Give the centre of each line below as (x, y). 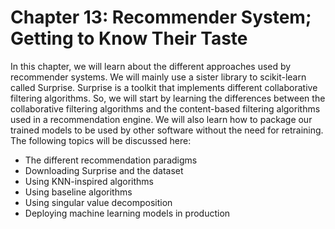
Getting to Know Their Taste (129, 38)
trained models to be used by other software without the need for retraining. (167, 130)
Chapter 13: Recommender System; (161, 17)
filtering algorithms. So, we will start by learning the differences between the (168, 98)
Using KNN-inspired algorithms (89, 181)
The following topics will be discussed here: (101, 140)
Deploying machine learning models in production (127, 213)
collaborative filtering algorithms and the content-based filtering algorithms (165, 108)
